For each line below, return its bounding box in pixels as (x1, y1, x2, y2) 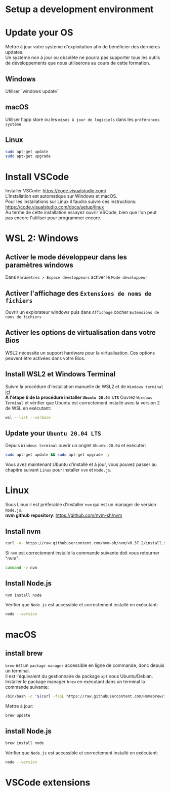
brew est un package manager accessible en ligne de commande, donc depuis (5, 662, 164, 668)
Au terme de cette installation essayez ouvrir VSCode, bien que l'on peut (5, 210, 157, 216)
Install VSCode (5, 171, 69, 183)
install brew (5, 649, 43, 657)
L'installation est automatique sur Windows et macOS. (5, 193, 118, 199)
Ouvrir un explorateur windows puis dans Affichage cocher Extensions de (5, 309, 159, 315)
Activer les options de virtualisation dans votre (5, 328, 156, 337)
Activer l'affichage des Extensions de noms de (5, 289, 152, 298)
